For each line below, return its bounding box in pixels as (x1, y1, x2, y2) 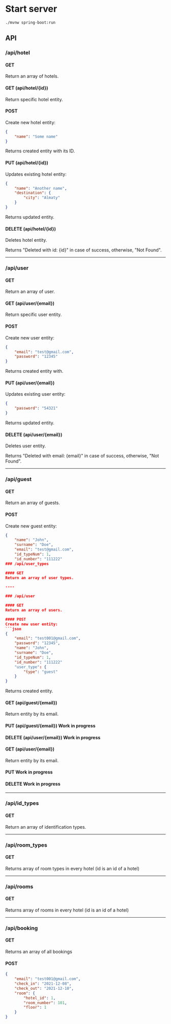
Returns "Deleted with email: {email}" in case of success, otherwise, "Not (5, 453, 159, 459)
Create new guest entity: (5, 522, 57, 529)
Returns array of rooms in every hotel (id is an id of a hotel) (5, 907, 129, 913)
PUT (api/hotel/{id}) (5, 160, 48, 166)
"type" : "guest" (23, 669, 58, 674)
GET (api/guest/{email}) (5, 699, 58, 706)
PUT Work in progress (5, 769, 53, 775)
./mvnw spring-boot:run (5, 20, 56, 25)
